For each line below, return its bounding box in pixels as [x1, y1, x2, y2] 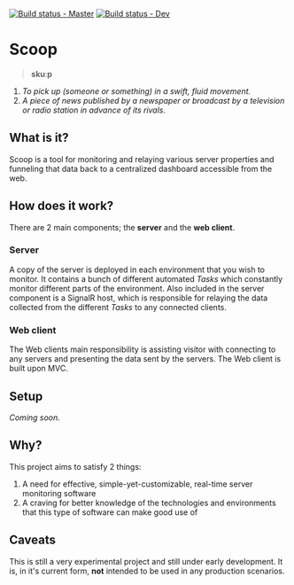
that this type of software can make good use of [21, 506, 198, 518]
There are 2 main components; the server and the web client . [9, 222, 236, 232]
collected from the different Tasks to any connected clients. [9, 301, 228, 312]
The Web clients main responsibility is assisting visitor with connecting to [9, 344, 276, 355]
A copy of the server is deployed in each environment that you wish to [9, 264, 266, 275]
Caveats [9, 533, 56, 548]
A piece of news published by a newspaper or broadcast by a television [21, 95, 285, 105]
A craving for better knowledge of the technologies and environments [21, 497, 276, 508]
